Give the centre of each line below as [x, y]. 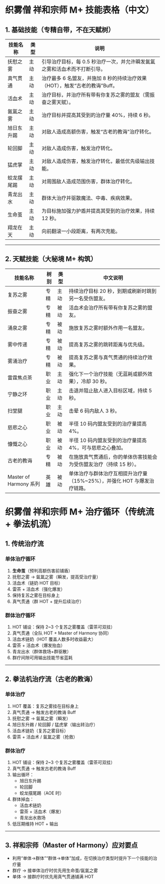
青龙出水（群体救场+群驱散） [42, 651]
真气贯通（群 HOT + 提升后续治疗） [48, 601]
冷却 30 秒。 [95, 381]
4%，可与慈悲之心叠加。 [97, 448]
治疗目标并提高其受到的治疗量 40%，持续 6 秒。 [97, 115]
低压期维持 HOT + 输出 [35, 824]
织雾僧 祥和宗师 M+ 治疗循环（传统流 [80, 512]
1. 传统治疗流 [25, 544]
